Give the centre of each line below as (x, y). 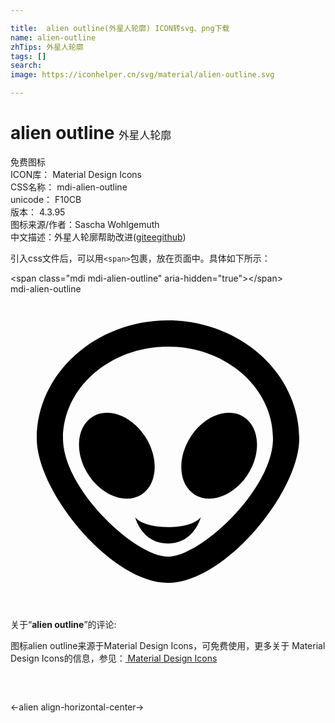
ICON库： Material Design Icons (76, 174)
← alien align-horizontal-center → (77, 707)
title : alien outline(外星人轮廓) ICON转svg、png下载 (120, 28)
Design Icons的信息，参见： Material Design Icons (114, 658)
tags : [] (28, 56)
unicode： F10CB (46, 199)
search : (26, 66)
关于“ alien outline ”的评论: (63, 624)
